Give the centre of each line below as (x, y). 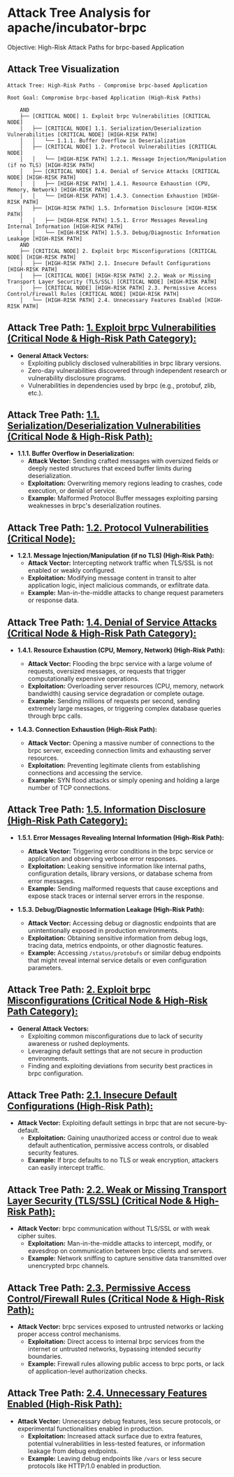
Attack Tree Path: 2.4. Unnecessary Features (107, 1393)
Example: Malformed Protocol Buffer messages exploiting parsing (123, 498)
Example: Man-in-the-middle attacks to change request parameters (126, 593)
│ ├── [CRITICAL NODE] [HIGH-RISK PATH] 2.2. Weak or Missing (115, 275)
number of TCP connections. (69, 788)
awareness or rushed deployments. (79, 1043)
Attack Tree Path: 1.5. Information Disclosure (107, 810)
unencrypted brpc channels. (68, 1266)
